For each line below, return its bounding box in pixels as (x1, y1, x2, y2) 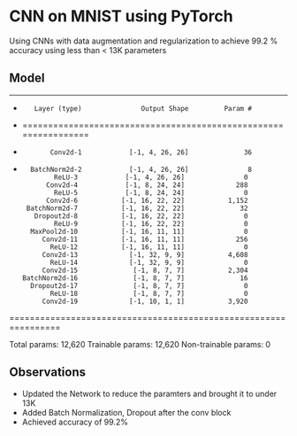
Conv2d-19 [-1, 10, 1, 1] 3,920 (42, 297, 248, 306)
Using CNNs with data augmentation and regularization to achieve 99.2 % (9, 35, 278, 46)
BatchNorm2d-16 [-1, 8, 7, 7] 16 (21, 273, 248, 283)
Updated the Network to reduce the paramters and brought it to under (21, 388, 278, 399)
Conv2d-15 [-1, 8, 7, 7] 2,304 (42, 266, 248, 275)
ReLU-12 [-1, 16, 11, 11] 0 (49, 242, 248, 252)
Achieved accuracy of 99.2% (21, 417, 128, 427)
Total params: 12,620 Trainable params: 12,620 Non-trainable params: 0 (9, 339, 271, 349)
